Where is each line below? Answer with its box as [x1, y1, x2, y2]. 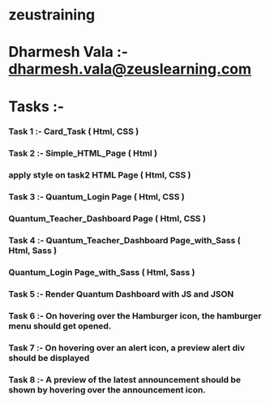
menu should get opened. [8, 320, 112, 332]
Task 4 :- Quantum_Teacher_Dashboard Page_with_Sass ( [8, 235, 241, 247]
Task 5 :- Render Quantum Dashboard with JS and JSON [8, 288, 234, 299]
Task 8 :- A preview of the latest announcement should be [8, 374, 242, 385]
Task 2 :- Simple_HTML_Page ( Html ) [8, 148, 158, 159]
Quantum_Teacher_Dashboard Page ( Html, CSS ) [8, 213, 207, 225]
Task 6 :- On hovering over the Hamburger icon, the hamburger [8, 310, 262, 321]
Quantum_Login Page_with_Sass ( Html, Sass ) [8, 267, 195, 278]
